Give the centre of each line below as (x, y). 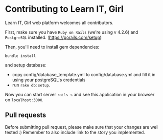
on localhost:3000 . (24, 100)
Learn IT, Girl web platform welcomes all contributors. (59, 23)
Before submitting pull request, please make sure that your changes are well (82, 127)
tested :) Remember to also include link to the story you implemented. (75, 132)
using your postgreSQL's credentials (49, 80)
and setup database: (26, 65)
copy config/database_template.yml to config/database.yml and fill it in (84, 74)
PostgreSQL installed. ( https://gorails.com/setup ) (53, 37)
